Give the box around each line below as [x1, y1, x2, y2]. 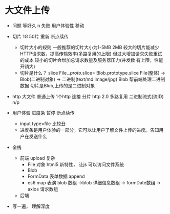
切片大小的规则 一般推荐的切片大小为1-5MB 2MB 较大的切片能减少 [19, 44, 159, 50]
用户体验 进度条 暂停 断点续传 [12, 109, 75, 115]
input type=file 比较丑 [19, 121, 66, 127]
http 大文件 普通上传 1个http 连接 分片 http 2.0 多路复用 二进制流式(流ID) [12, 93, 164, 100]
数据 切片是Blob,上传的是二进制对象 [19, 82, 95, 88]
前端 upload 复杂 [19, 155, 55, 161]
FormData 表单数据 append [27, 173, 85, 179]
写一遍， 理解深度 [12, 203, 50, 209]
